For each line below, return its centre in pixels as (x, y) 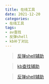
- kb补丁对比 (17, 42)
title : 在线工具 (20, 10)
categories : (17, 19)
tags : (11, 28)
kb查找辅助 (28, 66)
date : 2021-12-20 (23, 14)
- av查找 (13, 32)
